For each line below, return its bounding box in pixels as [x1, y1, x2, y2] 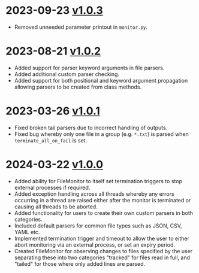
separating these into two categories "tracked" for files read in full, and [14, 254, 190, 261]
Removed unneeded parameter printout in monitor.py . [14, 23, 148, 31]
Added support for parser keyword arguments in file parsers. [14, 64, 165, 71]
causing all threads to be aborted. [14, 203, 98, 210]
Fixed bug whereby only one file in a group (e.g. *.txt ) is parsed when [14, 130, 189, 138]
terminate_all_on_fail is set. [14, 136, 88, 144]
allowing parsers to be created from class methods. [14, 83, 142, 90]
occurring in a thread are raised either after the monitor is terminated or [14, 196, 191, 204]
